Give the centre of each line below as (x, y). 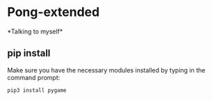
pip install (29, 53)
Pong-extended (54, 12)
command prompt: (34, 77)
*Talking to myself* (35, 31)
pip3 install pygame (37, 90)
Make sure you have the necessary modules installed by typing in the (106, 70)
